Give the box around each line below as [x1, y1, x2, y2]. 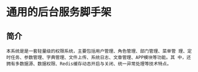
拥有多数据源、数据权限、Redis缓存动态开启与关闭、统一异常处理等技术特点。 [6, 61, 172, 67]
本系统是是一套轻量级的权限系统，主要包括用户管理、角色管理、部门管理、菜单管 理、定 [6, 48, 192, 54]
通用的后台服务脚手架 [6, 5, 112, 19]
